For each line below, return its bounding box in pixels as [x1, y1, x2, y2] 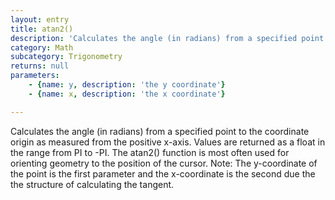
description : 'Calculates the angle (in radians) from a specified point [10, 33, 325, 43]
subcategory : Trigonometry [10, 52, 123, 62]
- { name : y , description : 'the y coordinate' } [28, 80, 226, 90]
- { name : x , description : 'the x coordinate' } [28, 89, 226, 99]
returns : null [10, 61, 70, 71]
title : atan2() [10, 24, 74, 34]
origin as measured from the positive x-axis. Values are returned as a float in [10, 136, 326, 148]
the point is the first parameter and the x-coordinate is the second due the [10, 167, 316, 180]
